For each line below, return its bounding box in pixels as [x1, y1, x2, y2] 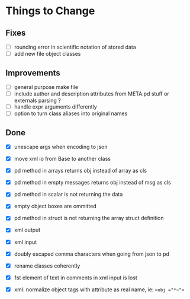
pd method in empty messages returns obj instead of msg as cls [14, 179, 171, 186]
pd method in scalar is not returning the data [14, 191, 123, 198]
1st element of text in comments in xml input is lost [14, 274, 137, 281]
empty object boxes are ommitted [14, 203, 97, 210]
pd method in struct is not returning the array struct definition [14, 215, 164, 222]
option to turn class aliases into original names [14, 110, 128, 117]
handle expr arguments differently [14, 103, 97, 110]
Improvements [5, 68, 60, 78]
